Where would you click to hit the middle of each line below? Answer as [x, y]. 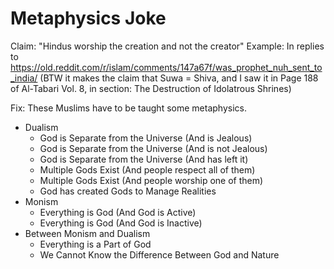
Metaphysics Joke [88, 18]
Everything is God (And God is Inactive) [121, 223]
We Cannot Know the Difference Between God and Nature [159, 254]
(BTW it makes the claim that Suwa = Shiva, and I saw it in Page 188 [179, 78]
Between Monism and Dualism [87, 233]
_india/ [24, 78]
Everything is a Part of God [95, 244]
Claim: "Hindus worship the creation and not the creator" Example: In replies [167, 46]
